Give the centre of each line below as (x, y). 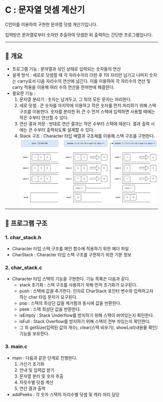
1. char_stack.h (23, 237)
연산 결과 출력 (32, 388)
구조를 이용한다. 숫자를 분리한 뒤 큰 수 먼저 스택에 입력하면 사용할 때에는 (87, 111)
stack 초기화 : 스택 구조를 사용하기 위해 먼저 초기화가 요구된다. (78, 285)
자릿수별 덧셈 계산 (36, 382)
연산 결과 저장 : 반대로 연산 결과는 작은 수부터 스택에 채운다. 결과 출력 (84, 124)
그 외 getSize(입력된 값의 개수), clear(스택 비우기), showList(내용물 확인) (89, 327)
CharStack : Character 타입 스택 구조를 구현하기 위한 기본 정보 (72, 254)
